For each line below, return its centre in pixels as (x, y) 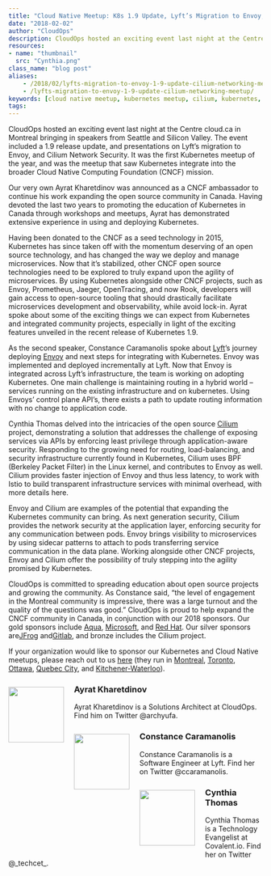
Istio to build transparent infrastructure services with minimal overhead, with (135, 484)
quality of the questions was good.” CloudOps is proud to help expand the (131, 610)
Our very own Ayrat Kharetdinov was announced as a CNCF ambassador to (133, 188)
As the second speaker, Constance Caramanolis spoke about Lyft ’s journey (133, 348)
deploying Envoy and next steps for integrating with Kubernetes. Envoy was (134, 357)
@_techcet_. (29, 863)
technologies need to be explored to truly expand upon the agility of (121, 273)
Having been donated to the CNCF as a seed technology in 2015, (116, 238)
